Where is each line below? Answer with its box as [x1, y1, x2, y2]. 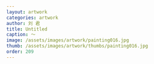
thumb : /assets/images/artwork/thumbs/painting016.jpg [6, 43, 149, 49]
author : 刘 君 [6, 20, 41, 26]
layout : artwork [6, 9, 47, 15]
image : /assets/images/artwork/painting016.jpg [6, 37, 130, 43]
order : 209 [6, 49, 34, 55]
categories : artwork [6, 15, 59, 21]
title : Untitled [6, 26, 47, 32]
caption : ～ [6, 32, 36, 38]
